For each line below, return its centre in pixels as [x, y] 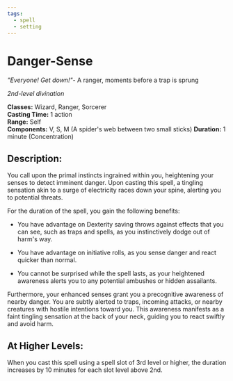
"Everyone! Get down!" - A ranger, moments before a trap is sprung [103, 80]
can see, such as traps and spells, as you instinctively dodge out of [113, 232]
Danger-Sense [50, 61]
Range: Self [24, 122]
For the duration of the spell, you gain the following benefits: [94, 211]
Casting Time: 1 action [40, 115]
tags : [15, 14]
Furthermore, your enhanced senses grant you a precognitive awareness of [115, 294]
